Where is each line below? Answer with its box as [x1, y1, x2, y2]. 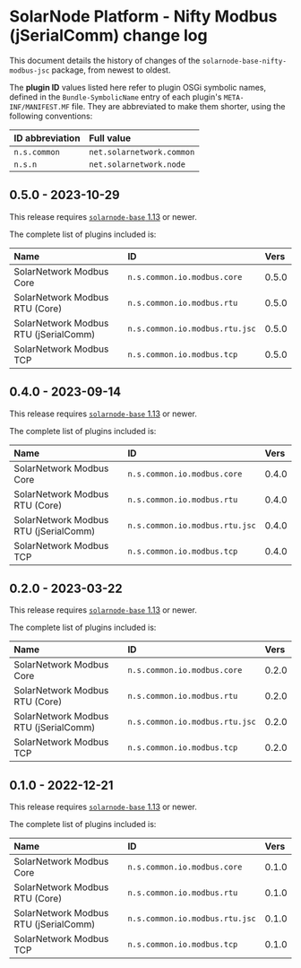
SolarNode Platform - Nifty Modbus [9, 6, 278, 27]
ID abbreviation [13, 132, 81, 144]
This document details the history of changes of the [9, 55, 201, 65]
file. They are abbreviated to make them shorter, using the [71, 100, 286, 111]
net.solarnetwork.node [89, 159, 186, 170]
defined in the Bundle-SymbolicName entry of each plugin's [9, 92, 222, 102]
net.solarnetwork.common [89, 146, 195, 157]
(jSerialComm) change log [9, 25, 208, 46]
